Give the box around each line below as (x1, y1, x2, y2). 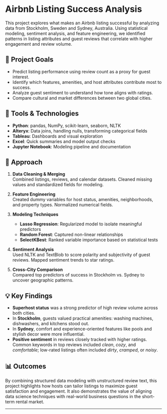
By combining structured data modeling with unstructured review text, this (5, 378, 158, 383)
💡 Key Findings (5, 291, 53, 300)
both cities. (12, 310, 36, 316)
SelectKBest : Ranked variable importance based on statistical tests (19, 237, 158, 243)
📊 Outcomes (5, 362, 46, 370)
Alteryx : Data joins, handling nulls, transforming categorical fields (12, 128, 148, 134)
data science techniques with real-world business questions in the (5, 394, 141, 399)
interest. (12, 73, 30, 80)
